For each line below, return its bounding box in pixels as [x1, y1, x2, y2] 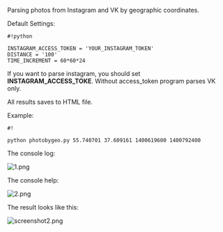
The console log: [7, 149, 56, 157]
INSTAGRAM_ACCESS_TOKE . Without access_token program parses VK [7, 77, 216, 85]
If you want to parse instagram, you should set [7, 70, 141, 77]
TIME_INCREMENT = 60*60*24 [7, 57, 86, 64]
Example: [7, 111, 34, 119]
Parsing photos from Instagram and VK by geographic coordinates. [7, 6, 200, 14]
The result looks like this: [7, 203, 79, 211]
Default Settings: [7, 20, 56, 27]
